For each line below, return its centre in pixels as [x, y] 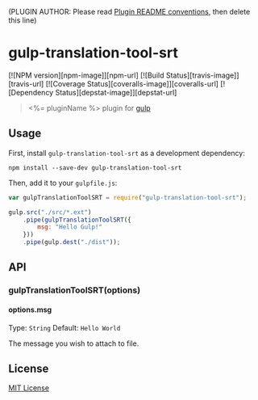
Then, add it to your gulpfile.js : [63, 183]
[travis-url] [26, 83]
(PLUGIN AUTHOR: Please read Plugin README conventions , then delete [129, 12]
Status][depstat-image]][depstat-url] [116, 92]
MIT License [29, 388]
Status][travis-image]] [202, 75]
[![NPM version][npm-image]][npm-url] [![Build [86, 75]
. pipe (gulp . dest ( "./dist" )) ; [72, 242]
